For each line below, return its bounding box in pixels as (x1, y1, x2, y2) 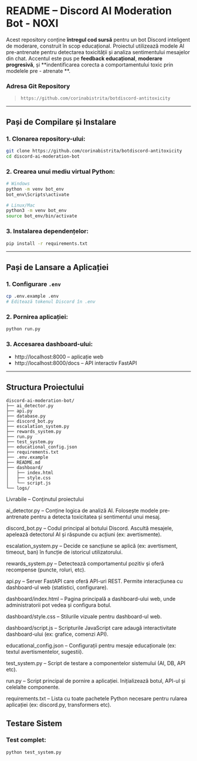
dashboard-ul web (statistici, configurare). (6, 584, 108, 591)
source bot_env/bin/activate (6, 213, 77, 219)
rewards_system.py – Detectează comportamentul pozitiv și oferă (6, 560, 164, 567)
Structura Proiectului (6, 382, 84, 392)
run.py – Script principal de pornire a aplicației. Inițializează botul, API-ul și (6, 677, 186, 684)
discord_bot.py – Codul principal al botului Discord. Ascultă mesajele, (6, 525, 174, 532)
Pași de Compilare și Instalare (6, 117, 117, 127)
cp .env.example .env (6, 293, 59, 300)
